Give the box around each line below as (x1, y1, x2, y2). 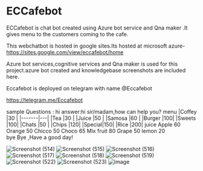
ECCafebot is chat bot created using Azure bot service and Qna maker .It (6, 24, 188, 31)
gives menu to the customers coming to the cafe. (6, 30, 129, 37)
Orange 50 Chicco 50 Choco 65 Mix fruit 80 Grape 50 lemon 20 (6, 127, 166, 134)
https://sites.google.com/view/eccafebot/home (6, 48, 124, 55)
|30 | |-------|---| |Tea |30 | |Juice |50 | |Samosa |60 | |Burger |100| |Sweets (6, 114, 196, 122)
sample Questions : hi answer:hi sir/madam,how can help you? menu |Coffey (6, 108, 198, 115)
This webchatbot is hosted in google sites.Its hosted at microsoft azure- (6, 42, 185, 49)
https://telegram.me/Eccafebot (6, 96, 83, 104)
